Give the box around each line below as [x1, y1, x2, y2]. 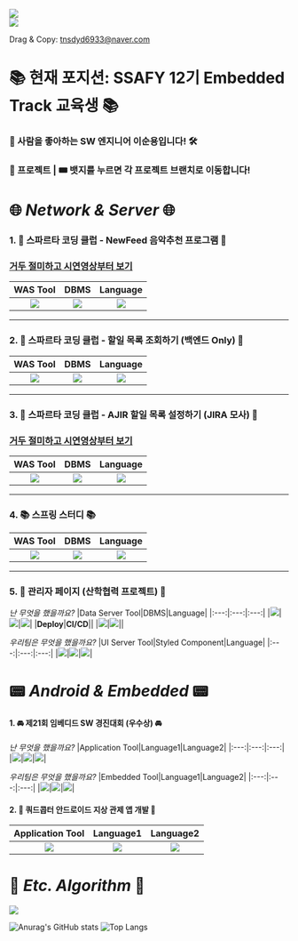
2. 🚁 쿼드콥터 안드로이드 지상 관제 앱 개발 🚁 [9, 804, 157, 815]
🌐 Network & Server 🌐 [9, 200, 176, 221]
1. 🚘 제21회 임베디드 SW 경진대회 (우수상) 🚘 [9, 718, 162, 728]
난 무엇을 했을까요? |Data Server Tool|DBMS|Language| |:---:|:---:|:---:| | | [9, 607, 282, 618]
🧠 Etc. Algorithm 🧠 [9, 876, 145, 896]
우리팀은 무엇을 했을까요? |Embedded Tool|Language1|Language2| [9, 771, 247, 782]
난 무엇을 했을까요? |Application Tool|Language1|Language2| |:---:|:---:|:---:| [9, 742, 286, 752]
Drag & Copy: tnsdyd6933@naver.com [9, 34, 151, 44]
